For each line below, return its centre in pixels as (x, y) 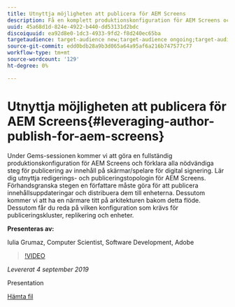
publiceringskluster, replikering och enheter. (71, 215)
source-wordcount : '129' (43, 59)
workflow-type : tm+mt (39, 53)
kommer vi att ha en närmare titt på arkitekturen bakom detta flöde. (104, 200)
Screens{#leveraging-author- (126, 121)
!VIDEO (35, 255)
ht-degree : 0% (28, 66)
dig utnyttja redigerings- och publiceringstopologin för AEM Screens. (107, 178)
